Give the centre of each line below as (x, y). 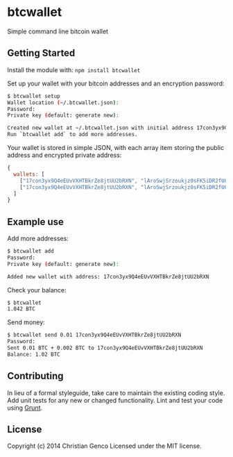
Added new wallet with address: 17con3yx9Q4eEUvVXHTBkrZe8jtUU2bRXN (108, 276)
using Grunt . (25, 408)
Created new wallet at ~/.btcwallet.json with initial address (101, 128)
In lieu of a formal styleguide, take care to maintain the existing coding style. (116, 392)
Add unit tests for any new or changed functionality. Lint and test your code (115, 400)
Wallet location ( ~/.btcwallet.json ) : (63, 102)
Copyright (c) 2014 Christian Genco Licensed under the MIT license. (105, 446)
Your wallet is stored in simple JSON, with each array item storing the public (115, 148)
